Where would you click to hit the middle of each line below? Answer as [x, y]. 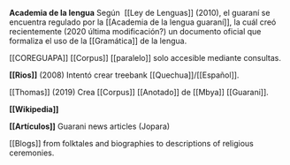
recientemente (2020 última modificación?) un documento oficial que [135, 31]
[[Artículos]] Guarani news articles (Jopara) [90, 126]
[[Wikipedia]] [34, 109]
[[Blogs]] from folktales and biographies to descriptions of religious [131, 143]
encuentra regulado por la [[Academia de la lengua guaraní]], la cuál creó [143, 22]
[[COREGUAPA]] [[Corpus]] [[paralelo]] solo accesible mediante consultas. [145, 58]
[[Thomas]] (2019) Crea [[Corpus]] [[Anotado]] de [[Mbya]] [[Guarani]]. [139, 92]
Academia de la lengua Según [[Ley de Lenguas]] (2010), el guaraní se [140, 13]
